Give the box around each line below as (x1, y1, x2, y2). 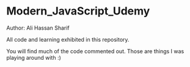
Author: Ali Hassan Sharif (6, 24, 70, 31)
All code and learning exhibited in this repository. (6, 36, 130, 43)
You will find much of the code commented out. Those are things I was (6, 47, 185, 55)
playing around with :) (6, 54, 61, 61)
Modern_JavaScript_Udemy (6, 4, 150, 18)
